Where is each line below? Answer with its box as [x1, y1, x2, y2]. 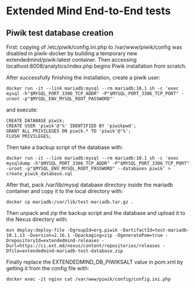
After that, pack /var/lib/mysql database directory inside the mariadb [6, 181, 174, 188]
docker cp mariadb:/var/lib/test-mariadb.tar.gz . [6, 199, 134, 205]
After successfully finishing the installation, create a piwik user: [6, 74, 161, 81]
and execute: [6, 106, 38, 113]
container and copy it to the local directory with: [6, 188, 123, 194]
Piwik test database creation [6, 28, 114, 38]
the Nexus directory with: [6, 216, 68, 223]
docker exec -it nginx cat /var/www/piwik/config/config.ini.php [6, 276, 171, 282]
